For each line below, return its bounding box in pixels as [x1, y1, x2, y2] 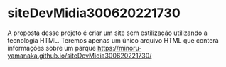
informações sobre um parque [7, 43, 96, 52]
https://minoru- [97, 43, 142, 52]
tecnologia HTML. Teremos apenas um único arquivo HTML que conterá [7, 36, 219, 44]
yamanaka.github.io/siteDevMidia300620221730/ [7, 51, 152, 60]
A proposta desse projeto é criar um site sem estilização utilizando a [7, 29, 208, 37]
